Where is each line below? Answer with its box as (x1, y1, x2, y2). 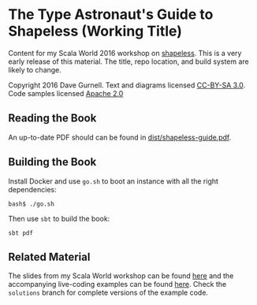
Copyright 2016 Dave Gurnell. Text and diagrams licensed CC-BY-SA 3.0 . (8, 80, 246, 90)
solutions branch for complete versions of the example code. (8, 288, 209, 297)
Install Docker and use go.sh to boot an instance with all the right (8, 176, 219, 186)
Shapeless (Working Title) (8, 22, 183, 40)
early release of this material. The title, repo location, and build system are (8, 57, 250, 66)
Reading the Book (8, 112, 97, 125)
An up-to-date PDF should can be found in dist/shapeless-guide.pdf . (8, 132, 232, 142)
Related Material (8, 250, 91, 263)
